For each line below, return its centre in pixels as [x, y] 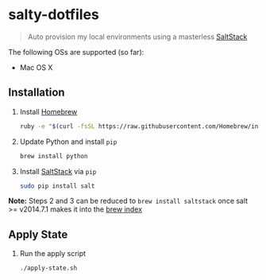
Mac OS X [36, 67]
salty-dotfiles [54, 15]
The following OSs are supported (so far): [76, 52]
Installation [37, 93]
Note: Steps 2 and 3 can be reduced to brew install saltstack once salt [128, 201]
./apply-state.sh [48, 268]
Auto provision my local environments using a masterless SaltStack [137, 37]
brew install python [54, 156]
